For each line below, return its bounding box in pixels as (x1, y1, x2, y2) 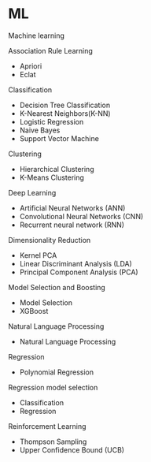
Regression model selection (8, 382, 98, 392)
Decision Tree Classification (19, 100, 111, 110)
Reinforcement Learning (8, 421, 87, 430)
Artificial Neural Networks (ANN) (19, 203, 126, 213)
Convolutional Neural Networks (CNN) (19, 211, 144, 221)
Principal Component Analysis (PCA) (19, 267, 139, 277)
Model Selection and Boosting (8, 282, 106, 292)
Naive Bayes (19, 125, 61, 135)
